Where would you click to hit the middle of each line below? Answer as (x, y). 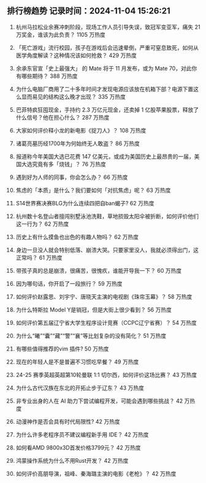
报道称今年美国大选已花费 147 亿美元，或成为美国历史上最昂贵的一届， (105, 156)
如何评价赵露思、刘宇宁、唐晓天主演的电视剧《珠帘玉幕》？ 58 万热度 (104, 297)
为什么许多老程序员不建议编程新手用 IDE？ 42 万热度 (82, 435)
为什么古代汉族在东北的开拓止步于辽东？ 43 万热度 (80, 387)
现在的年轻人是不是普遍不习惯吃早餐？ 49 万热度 (77, 362)
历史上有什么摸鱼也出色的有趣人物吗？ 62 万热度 (77, 237)
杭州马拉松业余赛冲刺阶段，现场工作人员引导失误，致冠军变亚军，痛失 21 (108, 27)
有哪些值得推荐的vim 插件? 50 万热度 (62, 349)
